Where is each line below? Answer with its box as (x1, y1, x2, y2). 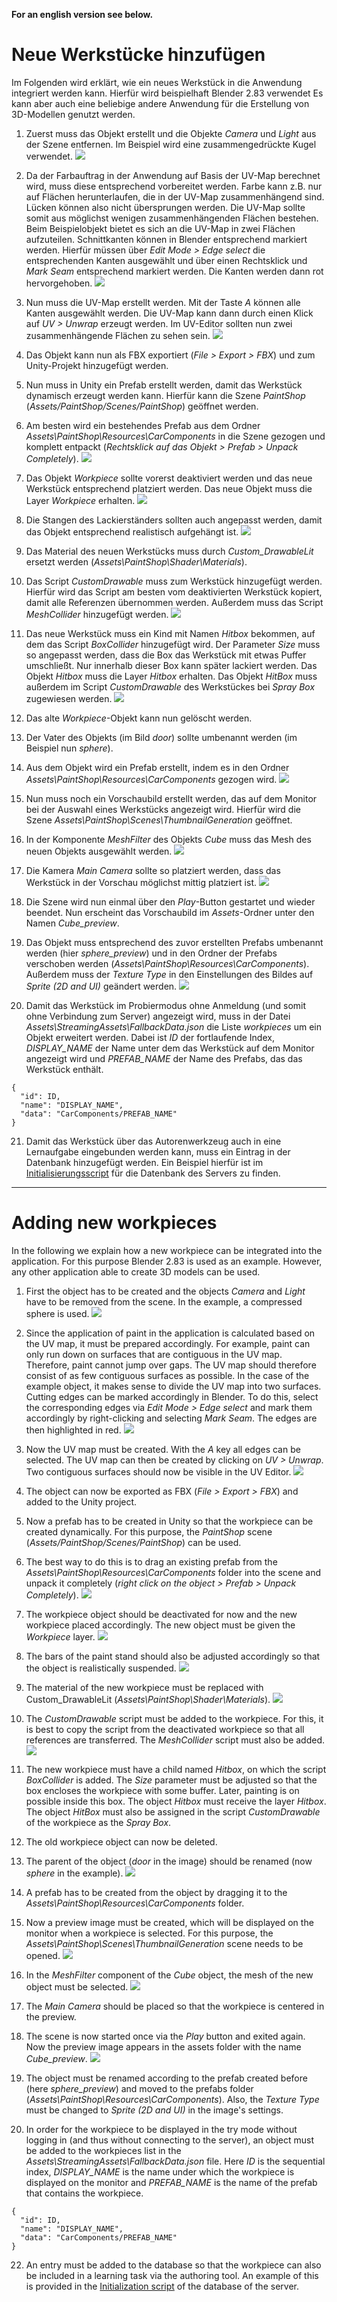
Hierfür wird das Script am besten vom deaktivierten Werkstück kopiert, (25, 585, 323, 598)
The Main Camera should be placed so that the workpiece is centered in (25, 2000, 325, 2012)
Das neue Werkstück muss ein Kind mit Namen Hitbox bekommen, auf (25, 627, 316, 639)
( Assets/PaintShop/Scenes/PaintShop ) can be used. (25, 1536, 242, 1548)
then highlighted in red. (25, 1424, 122, 1436)
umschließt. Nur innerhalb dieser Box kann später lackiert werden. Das (25, 659, 318, 671)
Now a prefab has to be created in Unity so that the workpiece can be (25, 1515, 314, 1527)
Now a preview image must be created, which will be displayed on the (25, 1916, 314, 1928)
